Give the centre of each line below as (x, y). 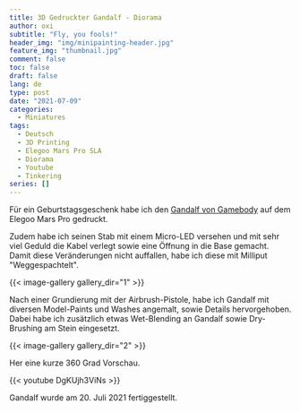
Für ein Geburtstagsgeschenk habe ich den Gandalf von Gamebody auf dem (150, 210)
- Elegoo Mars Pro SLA (60, 150)
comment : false (38, 59)
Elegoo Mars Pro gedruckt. (59, 219)
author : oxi (31, 26)
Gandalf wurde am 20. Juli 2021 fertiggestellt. (93, 398)
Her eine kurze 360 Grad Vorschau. (75, 363)
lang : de (26, 84)
